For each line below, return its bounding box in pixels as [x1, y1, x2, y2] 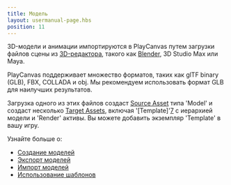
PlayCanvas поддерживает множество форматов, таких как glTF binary [7, 71, 219, 79]
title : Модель [7, 10, 49, 17]
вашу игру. [7, 121, 40, 130]
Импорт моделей [17, 163, 69, 172]
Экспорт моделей [17, 156, 71, 164]
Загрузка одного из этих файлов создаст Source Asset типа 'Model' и [7, 99, 213, 108]
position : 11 [7, 23, 45, 30]
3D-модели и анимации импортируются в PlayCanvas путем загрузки [7, 43, 215, 51]
